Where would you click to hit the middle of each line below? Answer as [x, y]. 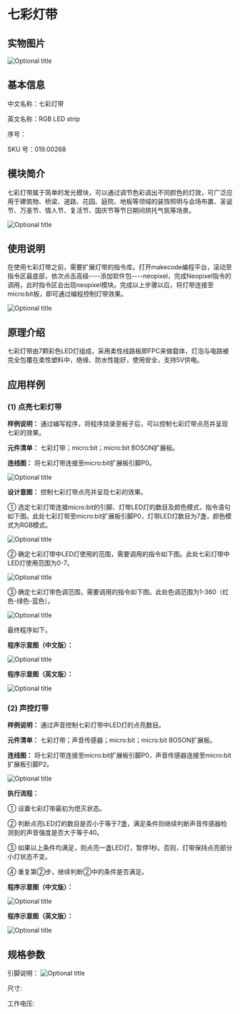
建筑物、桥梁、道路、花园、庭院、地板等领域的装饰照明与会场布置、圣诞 [126, 201]
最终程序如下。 [29, 630]
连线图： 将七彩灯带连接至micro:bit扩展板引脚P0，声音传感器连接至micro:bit [120, 756]
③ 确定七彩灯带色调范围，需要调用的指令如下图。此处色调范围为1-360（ [115, 592]
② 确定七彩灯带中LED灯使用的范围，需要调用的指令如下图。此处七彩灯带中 [119, 553]
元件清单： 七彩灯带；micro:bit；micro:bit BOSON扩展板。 [93, 448]
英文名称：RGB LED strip [44, 119]
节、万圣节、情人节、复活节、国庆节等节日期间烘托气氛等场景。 [101, 210]
